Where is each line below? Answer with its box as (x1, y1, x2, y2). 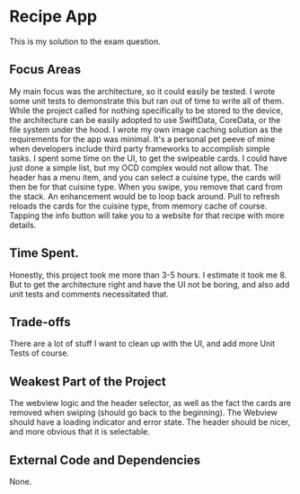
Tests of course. (9, 348, 70, 358)
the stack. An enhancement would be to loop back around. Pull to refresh (9, 190, 280, 201)
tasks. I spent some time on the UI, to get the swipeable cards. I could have (9, 153, 287, 163)
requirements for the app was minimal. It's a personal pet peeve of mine (9, 133, 276, 145)
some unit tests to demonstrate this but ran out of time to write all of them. (9, 95, 285, 106)
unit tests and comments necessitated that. (9, 288, 169, 299)
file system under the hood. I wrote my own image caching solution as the (9, 124, 283, 135)
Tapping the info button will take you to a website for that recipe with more (9, 209, 285, 221)
